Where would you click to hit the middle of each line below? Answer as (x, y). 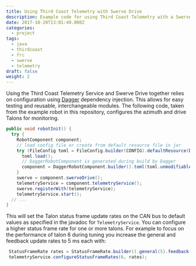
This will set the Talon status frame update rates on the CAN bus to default (96, 216)
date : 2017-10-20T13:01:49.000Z (45, 22)
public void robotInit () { (39, 129)
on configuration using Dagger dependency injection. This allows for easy (95, 99)
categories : (20, 28)
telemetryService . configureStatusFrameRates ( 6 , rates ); (78, 257)
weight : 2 (18, 77)
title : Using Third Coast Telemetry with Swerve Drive (74, 11)
